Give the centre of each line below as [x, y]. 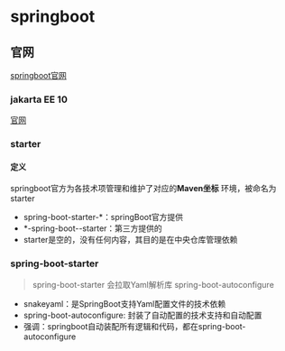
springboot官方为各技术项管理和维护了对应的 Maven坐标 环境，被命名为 [143, 189]
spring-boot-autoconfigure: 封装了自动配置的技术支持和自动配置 [142, 315]
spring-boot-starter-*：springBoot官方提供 [103, 217]
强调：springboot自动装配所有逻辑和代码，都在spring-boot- [134, 326]
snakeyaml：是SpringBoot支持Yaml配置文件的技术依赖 [124, 303]
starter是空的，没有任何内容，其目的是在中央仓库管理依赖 [130, 240]
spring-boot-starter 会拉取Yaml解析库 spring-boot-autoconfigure [153, 284]
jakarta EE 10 [39, 99]
